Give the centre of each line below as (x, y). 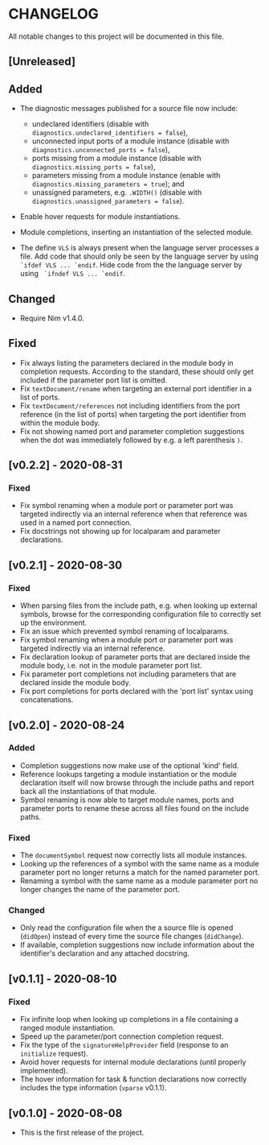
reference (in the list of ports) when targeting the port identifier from (133, 414)
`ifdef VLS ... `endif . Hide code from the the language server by (131, 265)
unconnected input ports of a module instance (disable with (130, 141)
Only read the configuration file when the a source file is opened (126, 928)
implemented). (44, 1071)
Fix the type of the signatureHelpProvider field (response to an (124, 1045)
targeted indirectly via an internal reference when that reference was (133, 514)
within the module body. (60, 423)
